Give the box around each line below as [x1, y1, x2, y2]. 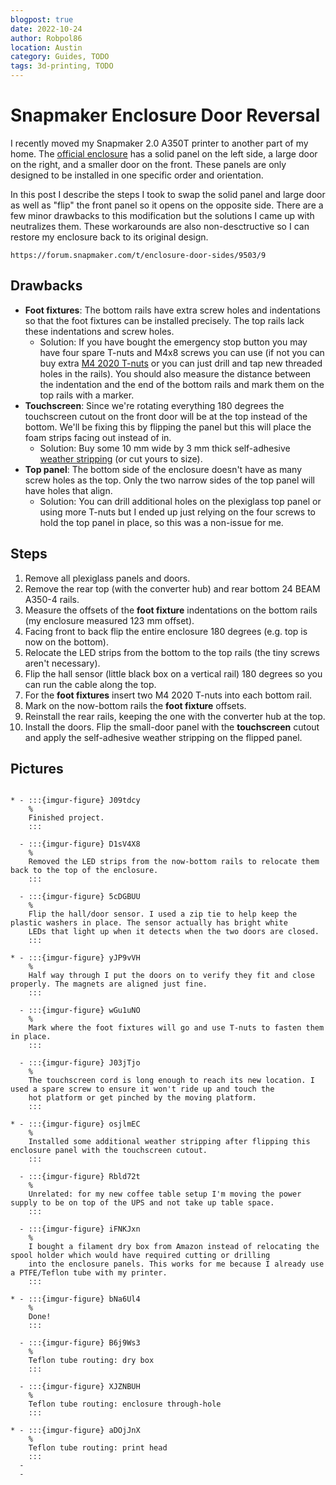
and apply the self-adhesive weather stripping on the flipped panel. [24, 731, 303, 743]
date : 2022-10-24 [10, 24, 83, 34]
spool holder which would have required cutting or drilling [10, 1251, 271, 1261]
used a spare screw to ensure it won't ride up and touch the [10, 1084, 275, 1095]
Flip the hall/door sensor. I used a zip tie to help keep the [28, 909, 298, 920]
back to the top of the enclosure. [10, 866, 159, 876]
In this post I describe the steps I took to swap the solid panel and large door [10, 188, 326, 200]
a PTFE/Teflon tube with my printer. [10, 1268, 168, 1278]
